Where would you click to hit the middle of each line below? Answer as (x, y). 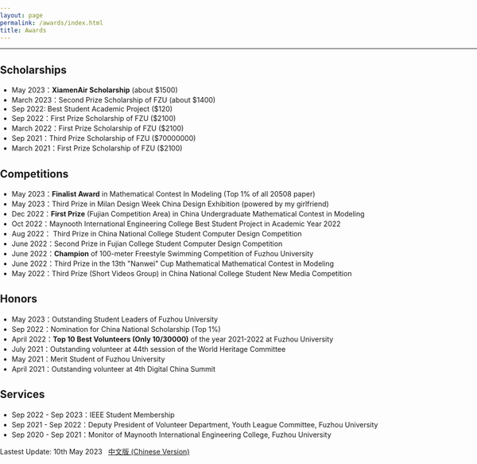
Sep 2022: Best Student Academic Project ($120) (92, 109)
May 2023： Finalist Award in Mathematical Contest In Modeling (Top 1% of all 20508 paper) (163, 194)
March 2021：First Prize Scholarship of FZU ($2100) (97, 148)
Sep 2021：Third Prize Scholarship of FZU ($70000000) (104, 138)
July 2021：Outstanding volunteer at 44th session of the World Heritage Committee (149, 349)
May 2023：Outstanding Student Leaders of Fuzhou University (115, 319)
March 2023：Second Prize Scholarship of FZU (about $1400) (114, 100)
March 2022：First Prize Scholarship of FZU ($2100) (98, 128)
